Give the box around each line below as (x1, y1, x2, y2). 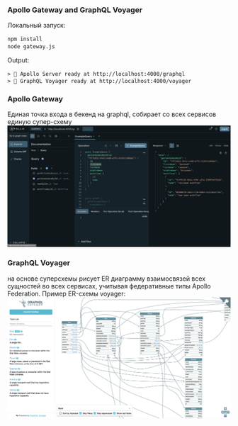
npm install (7, 35, 42, 43)
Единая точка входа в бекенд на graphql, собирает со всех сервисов (7, 110, 217, 118)
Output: (7, 56, 30, 65)
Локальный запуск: (7, 21, 66, 30)
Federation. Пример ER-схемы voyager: (7, 289, 126, 298)
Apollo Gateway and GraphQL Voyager (7, 5, 143, 15)
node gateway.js (7, 43, 55, 50)
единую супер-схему (7, 118, 72, 126)
